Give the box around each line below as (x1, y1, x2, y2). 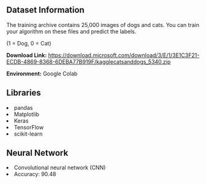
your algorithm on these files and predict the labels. (6, 28, 137, 35)
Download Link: (6, 52, 47, 59)
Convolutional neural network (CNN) (14, 164, 106, 171)
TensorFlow (14, 123, 44, 131)
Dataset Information (6, 5, 85, 15)
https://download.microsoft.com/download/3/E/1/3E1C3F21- (48, 52, 200, 59)
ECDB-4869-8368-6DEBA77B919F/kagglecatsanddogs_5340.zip (6, 58, 171, 65)
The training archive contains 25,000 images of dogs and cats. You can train (6, 21, 200, 28)
